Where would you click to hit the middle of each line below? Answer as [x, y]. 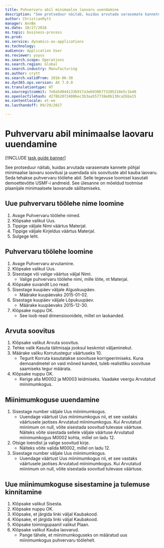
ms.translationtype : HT [29, 87]
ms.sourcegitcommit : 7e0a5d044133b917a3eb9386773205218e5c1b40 [71, 92]
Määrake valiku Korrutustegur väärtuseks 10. [57, 353]
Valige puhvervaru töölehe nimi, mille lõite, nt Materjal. [74, 279]
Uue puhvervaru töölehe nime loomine [65, 204]
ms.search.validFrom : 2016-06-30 [39, 78]
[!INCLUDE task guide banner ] [35, 158]
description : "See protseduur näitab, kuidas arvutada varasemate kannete [83, 14]
